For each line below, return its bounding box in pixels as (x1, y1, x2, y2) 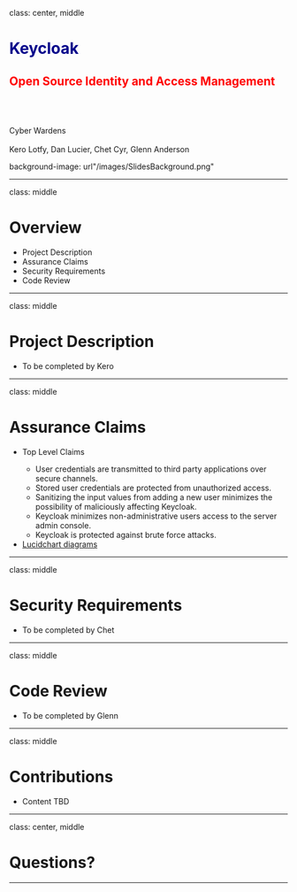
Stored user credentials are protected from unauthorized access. (34, 482, 272, 493)
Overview (9, 218, 82, 238)
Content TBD (21, 796, 70, 806)
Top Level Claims (21, 446, 86, 457)
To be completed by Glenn (21, 710, 119, 720)
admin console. (34, 519, 91, 530)
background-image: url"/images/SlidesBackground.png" (9, 161, 215, 172)
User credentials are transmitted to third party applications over (34, 464, 267, 474)
